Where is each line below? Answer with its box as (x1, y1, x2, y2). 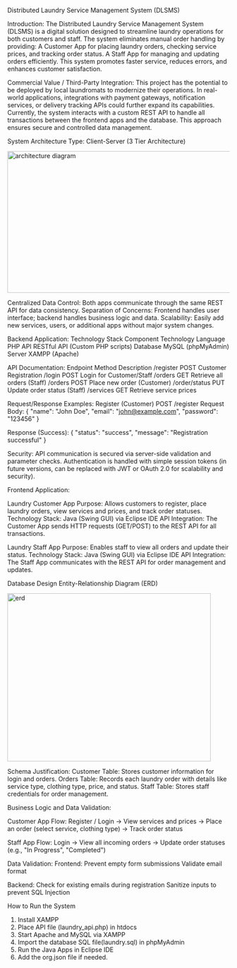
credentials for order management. (7, 790, 109, 798)
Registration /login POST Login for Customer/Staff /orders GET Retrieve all (7, 371, 224, 379)
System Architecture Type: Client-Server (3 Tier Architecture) (7, 137, 186, 145)
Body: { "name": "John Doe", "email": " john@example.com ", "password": (7, 407, 219, 415)
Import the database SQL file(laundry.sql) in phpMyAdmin (17, 938, 185, 946)
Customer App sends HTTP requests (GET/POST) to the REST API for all (7, 522, 217, 530)
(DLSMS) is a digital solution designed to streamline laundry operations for (7, 28, 224, 35)
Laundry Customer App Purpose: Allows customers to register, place (7, 499, 207, 508)
